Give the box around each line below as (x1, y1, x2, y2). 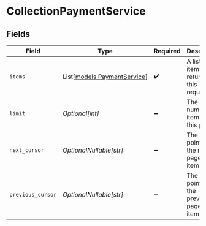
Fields (6, 29, 31, 39)
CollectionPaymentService (6, 4, 146, 18)
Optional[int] (62, 109, 99, 118)
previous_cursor (9, 191, 57, 198)
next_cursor (9, 147, 45, 154)
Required (153, 47, 181, 55)
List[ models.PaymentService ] (62, 72, 148, 81)
